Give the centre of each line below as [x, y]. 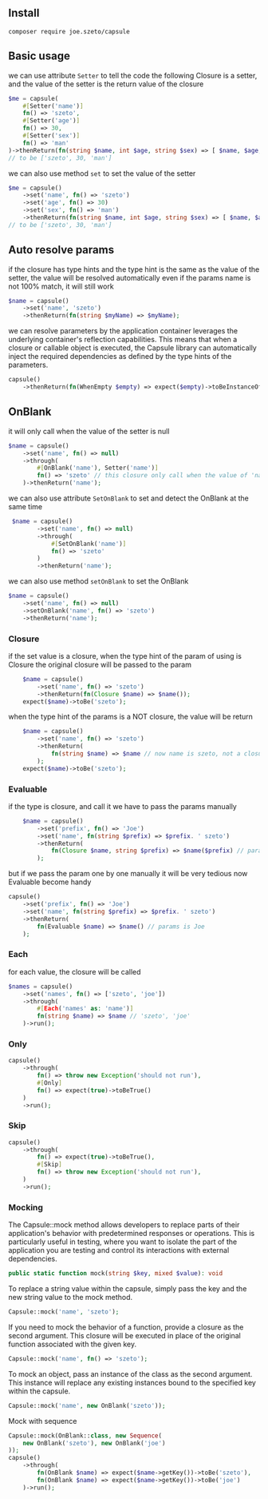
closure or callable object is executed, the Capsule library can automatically [132, 348]
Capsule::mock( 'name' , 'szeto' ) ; [64, 1312]
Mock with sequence [43, 1421]
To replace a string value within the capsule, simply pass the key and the [128, 1289]
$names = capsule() [41, 987]
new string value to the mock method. [71, 1298]
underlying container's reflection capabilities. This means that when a [123, 340]
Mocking [26, 1207]
